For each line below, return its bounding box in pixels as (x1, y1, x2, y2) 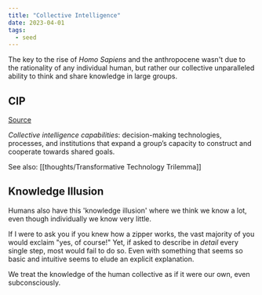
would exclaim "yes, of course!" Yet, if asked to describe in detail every (8, 237, 239, 247)
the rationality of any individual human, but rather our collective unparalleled (8, 64, 255, 73)
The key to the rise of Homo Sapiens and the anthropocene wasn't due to (8, 55, 246, 64)
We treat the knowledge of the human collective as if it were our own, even (8, 269, 250, 279)
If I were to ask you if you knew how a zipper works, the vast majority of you (8, 229, 255, 239)
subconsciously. (8, 278, 61, 287)
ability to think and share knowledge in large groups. (8, 71, 178, 81)
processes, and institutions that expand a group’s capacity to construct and (8, 139, 253, 148)
